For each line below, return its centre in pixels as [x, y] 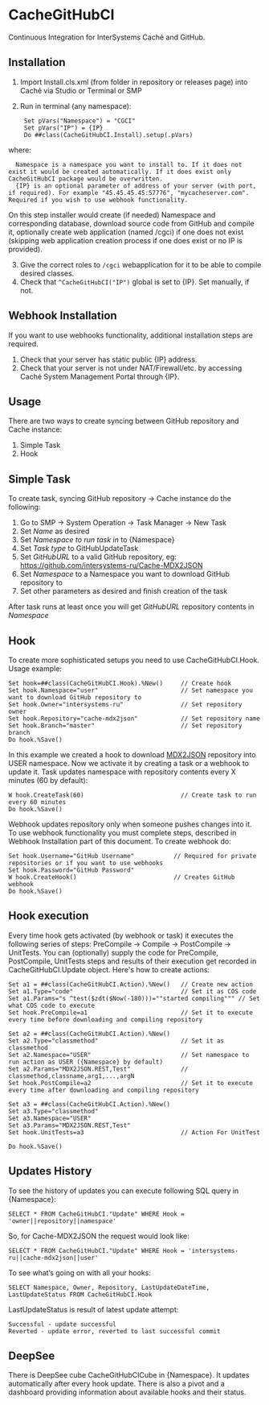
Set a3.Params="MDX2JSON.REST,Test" [69, 1125]
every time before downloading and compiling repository [106, 1020]
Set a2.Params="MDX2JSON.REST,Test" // [98, 1069]
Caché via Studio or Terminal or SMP [81, 90]
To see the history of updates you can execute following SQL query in [124, 1191]
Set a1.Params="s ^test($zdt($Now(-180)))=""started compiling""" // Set [134, 998]
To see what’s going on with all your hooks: [79, 1272]
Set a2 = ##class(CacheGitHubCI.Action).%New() [90, 1034]
